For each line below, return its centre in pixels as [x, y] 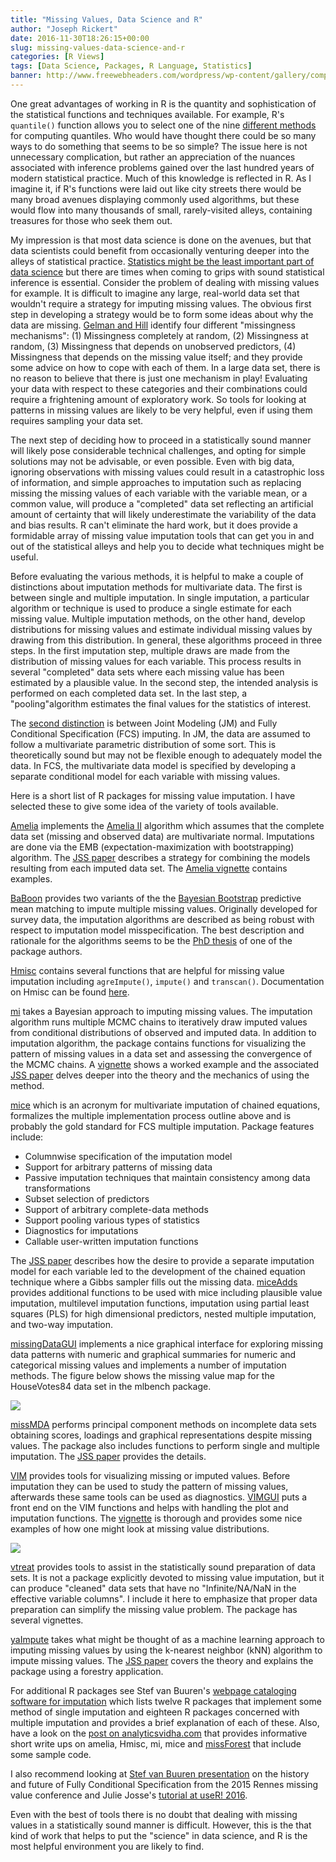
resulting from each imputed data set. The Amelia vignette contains [149, 868]
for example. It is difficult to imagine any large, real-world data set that [155, 293]
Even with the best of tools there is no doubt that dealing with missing [154, 1814]
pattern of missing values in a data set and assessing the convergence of [161, 1053]
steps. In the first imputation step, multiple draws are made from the [150, 650]
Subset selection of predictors [87, 1198]
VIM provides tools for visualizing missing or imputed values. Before [150, 1475]
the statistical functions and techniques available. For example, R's [147, 114]
